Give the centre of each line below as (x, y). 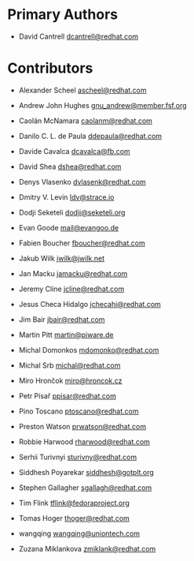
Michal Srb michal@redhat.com (70, 365)
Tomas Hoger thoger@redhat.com (74, 518)
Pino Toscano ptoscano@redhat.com (79, 411)
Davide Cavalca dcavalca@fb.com (74, 151)
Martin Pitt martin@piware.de (66, 335)
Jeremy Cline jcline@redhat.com (71, 289)
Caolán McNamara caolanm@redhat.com (85, 121)
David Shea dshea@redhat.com (70, 166)
